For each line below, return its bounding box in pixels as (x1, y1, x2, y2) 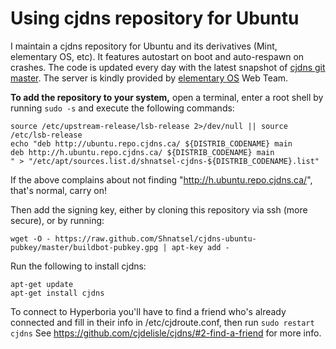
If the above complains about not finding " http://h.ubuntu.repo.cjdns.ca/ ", (10, 173, 313, 186)
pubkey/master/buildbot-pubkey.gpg (10, 242, 159, 252)
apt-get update (10, 279, 74, 289)
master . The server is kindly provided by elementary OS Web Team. (10, 72, 289, 84)
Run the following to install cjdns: (10, 260, 147, 272)
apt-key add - (171, 242, 230, 252)
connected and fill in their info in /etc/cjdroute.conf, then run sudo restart (10, 316, 315, 328)
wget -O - (10, 233, 52, 244)
